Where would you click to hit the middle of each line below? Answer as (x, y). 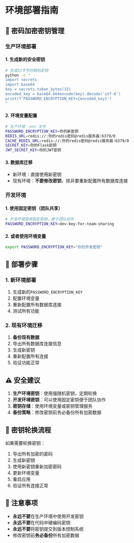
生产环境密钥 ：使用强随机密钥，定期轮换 (55, 393)
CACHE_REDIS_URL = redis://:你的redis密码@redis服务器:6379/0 (67, 141)
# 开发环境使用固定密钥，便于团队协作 (40, 219)
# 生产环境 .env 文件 (26, 126)
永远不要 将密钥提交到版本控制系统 (48, 529)
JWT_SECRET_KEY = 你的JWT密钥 (33, 150)
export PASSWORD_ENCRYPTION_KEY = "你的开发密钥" (54, 247)
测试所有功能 (26, 311)
